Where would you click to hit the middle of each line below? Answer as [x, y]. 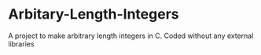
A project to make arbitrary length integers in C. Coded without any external [131, 36]
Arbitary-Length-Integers [94, 14]
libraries [21, 43]
